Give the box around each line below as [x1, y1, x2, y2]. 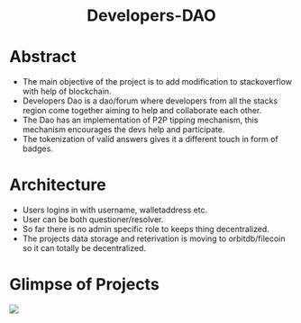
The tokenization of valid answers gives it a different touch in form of [22, 134, 279, 145]
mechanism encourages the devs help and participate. [22, 124, 225, 135]
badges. [22, 143, 54, 154]
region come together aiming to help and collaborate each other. [22, 105, 262, 116]
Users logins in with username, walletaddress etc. [22, 204, 208, 216]
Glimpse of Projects [9, 274, 160, 295]
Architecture [9, 175, 106, 195]
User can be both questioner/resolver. [22, 214, 164, 225]
